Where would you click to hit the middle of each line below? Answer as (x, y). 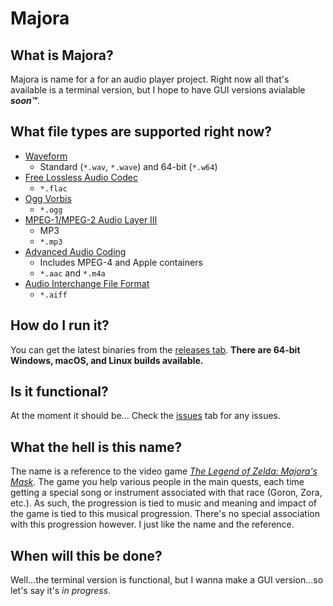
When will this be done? (86, 555)
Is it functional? (59, 392)
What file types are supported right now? (141, 132)
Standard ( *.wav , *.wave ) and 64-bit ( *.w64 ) (128, 166)
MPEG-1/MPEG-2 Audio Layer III (91, 219)
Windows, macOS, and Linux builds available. (107, 360)
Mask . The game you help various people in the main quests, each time (157, 482)
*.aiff (53, 295)
